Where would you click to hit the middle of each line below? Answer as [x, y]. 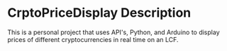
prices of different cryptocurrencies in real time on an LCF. [93, 39]
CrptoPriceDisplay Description [99, 13]
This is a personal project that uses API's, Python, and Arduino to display [113, 32]
